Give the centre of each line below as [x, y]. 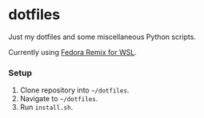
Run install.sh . [46, 107]
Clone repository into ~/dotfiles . [74, 90]
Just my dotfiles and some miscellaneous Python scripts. [102, 37]
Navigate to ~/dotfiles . [59, 99]
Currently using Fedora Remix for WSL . [73, 52]
